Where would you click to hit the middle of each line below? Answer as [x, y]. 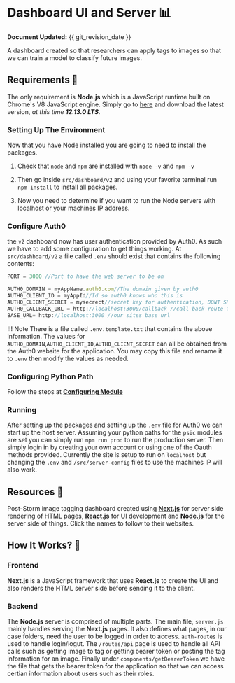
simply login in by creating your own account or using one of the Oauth [109, 447]
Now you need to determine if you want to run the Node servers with [116, 201]
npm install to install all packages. [67, 187]
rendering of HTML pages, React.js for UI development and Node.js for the [116, 516]
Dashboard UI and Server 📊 [89, 13]
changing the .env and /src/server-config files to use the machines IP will [115, 463]
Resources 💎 [35, 492]
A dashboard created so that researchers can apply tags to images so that [114, 50]
